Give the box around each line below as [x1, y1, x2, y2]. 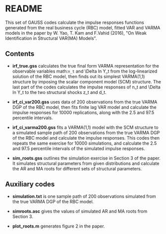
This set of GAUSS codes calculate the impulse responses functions [5, 19, 145, 25]
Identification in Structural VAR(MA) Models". [5, 35, 97, 41]
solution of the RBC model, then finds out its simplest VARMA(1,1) [12, 73, 145, 79]
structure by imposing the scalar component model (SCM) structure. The [12, 78, 162, 84]
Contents [5, 50, 35, 58]
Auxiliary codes [5, 180, 55, 189]
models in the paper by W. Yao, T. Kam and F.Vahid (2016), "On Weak [5, 30, 147, 36]
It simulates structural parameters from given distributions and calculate [12, 160, 160, 166]
